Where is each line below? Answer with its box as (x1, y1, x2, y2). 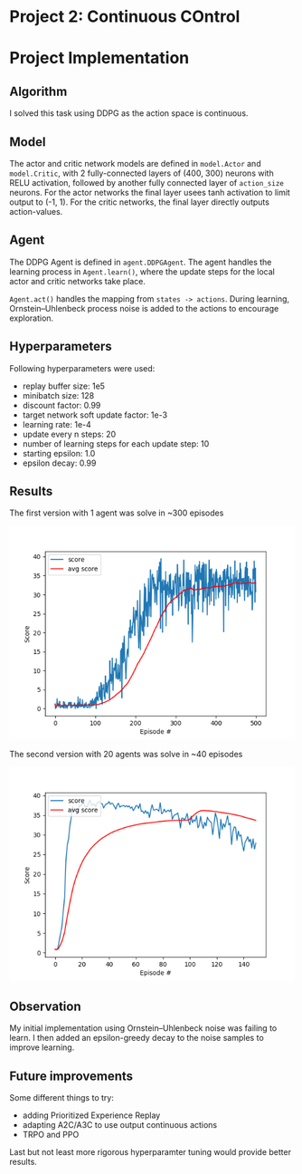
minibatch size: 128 (22, 390, 95, 400)
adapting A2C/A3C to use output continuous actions (22, 1120, 218, 1131)
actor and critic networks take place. (9, 275, 146, 286)
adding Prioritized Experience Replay (22, 1110, 161, 1121)
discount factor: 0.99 (22, 399, 101, 410)
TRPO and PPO (22, 1130, 80, 1140)
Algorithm (9, 83, 68, 99)
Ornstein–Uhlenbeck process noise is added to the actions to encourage (9, 303, 279, 313)
